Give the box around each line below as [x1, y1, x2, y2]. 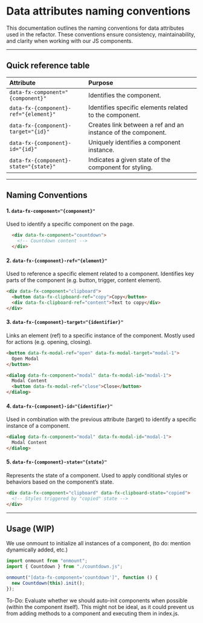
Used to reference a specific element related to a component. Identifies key [6, 270, 195, 277]
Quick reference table [6, 61, 90, 71]
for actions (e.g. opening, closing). [6, 338, 92, 345]
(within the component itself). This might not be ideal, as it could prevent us [6, 603, 195, 610]
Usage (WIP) [6, 524, 55, 534]
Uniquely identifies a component [88, 138, 181, 146]
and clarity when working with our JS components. [6, 37, 134, 44]
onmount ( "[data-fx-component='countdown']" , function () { [6, 574, 158, 581]
